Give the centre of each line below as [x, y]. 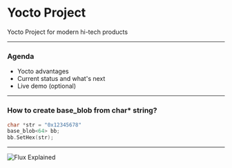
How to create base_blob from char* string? [82, 111]
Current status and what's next [61, 79]
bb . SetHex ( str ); [30, 138]
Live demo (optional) [47, 86]
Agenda [21, 56]
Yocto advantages [43, 71]
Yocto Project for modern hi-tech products [68, 32]
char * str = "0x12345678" [44, 125]
